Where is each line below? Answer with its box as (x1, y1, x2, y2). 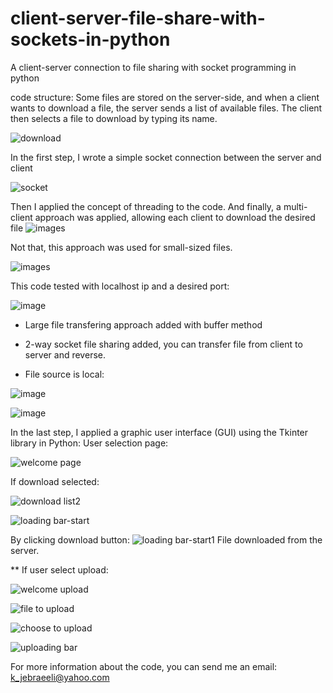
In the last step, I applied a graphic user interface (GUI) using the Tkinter (10, 426, 309, 438)
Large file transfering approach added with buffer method (24, 318, 263, 331)
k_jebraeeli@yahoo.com (10, 671, 110, 683)
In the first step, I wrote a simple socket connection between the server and (10, 151, 322, 163)
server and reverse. (24, 348, 106, 361)
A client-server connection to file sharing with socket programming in (10, 61, 297, 73)
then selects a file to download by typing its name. (10, 112, 218, 124)
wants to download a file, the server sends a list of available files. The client (10, 102, 323, 114)
